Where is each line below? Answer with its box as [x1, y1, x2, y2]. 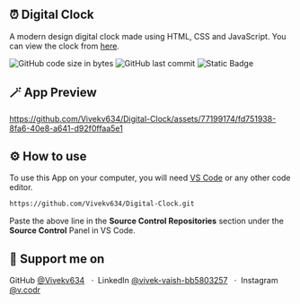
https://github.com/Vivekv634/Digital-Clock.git [9, 199, 195, 209]
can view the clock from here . [9, 40, 119, 51]
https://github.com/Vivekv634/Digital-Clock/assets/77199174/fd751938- [9, 113, 277, 124]
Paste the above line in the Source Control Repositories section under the [9, 215, 285, 227]
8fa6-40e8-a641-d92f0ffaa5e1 [9, 123, 124, 134]
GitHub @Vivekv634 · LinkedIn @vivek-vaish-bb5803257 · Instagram [9, 275, 278, 286]
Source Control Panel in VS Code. [9, 225, 137, 236]
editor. [9, 182, 33, 193]
